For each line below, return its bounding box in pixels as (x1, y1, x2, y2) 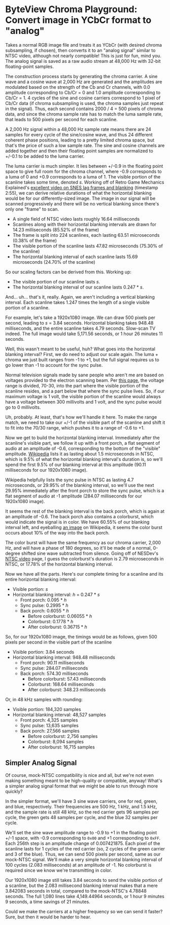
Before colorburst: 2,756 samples (27, 733, 98, 739)
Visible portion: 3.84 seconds (12, 649, 75, 655)
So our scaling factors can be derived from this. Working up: (5, 269, 132, 275)
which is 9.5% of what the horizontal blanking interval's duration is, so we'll (5, 456, 163, 462)
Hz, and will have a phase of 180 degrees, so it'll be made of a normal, (5, 545, 152, 551)
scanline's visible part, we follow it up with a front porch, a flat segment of (5, 440, 160, 446)
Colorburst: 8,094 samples (27, 738, 84, 744)
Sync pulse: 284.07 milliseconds (20, 665, 88, 671)
